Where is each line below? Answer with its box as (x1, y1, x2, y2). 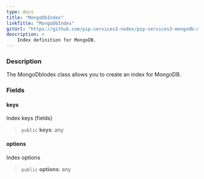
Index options (6, 154, 41, 161)
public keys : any (21, 126, 64, 133)
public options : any (21, 165, 71, 173)
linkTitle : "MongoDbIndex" (6, 20, 75, 26)
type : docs (6, 8, 34, 15)
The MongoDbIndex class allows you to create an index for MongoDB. (6, 71, 182, 78)
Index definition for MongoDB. (17, 37, 97, 43)
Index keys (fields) (6, 115, 53, 122)
